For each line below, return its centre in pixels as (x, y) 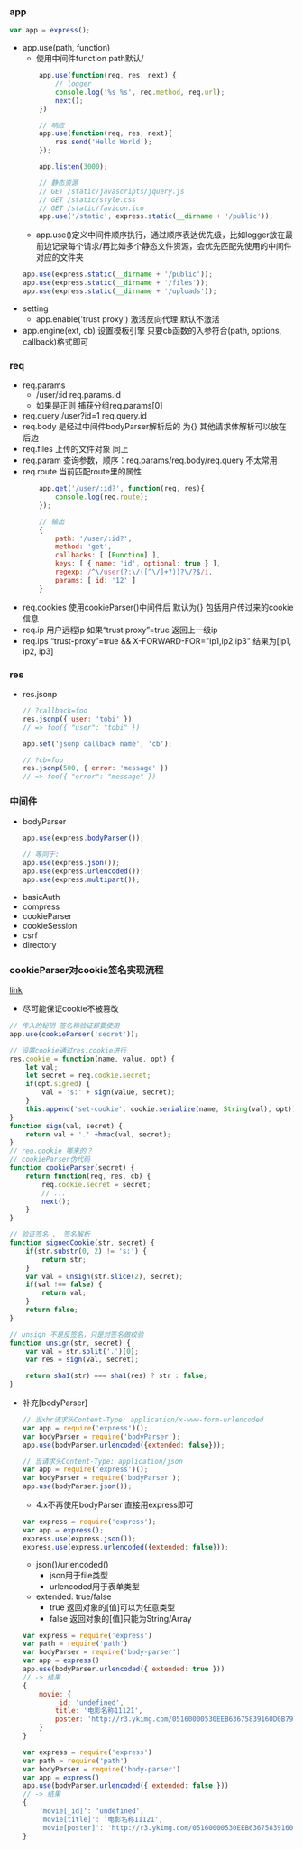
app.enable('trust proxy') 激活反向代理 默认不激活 (128, 319)
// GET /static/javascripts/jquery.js (112, 191)
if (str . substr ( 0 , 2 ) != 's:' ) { (86, 1251)
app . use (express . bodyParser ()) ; (83, 838)
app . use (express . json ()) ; (71, 863)
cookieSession (50, 925)
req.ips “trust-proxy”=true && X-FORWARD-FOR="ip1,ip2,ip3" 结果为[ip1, (156, 640)
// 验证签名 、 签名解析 (50, 1235)
